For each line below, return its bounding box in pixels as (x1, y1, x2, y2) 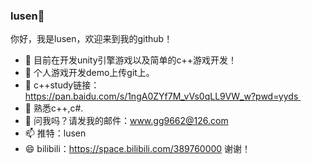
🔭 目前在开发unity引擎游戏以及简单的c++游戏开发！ (24, 54, 238, 66)
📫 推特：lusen (24, 127, 87, 139)
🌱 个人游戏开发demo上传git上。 (24, 67, 155, 79)
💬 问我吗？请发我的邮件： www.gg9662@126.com (24, 115, 229, 127)
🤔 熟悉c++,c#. (24, 102, 84, 114)
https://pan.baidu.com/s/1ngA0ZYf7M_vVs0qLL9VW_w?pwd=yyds (24, 90, 299, 103)
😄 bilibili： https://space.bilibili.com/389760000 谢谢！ (24, 143, 252, 155)
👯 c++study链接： (24, 79, 100, 91)
